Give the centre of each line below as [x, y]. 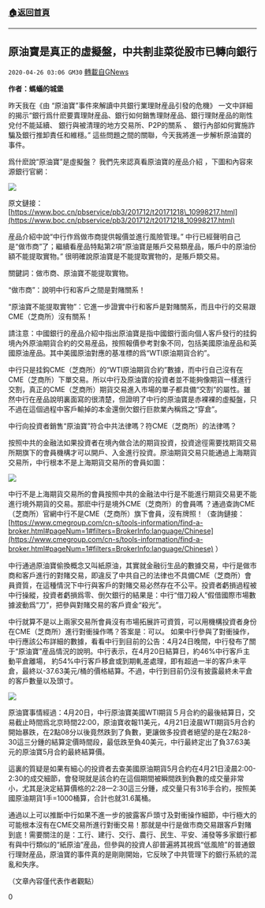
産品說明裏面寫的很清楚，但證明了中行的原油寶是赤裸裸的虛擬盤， [142, 399]
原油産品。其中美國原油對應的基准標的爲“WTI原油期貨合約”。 [114, 353]
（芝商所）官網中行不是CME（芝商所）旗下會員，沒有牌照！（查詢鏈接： [127, 514]
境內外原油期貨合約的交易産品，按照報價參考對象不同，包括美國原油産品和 [129, 343]
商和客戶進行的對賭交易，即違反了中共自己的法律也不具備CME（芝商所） [127, 575]
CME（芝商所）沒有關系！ [50, 316]
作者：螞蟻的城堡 [36, 89]
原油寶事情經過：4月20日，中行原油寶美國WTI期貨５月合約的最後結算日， [129, 712]
